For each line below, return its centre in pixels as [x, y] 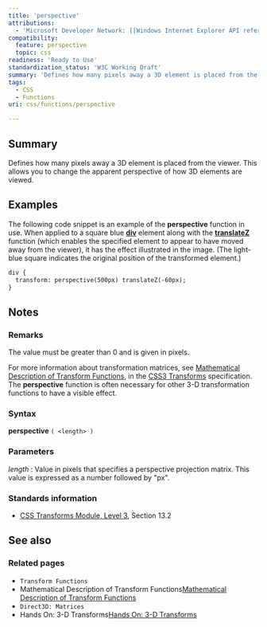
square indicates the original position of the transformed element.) [133, 258]
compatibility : [33, 38]
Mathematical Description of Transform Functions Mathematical [123, 589]
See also [30, 541]
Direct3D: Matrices [52, 606]
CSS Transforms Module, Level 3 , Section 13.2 [96, 515]
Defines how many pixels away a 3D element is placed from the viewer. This [133, 163]
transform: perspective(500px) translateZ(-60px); [101, 280]
